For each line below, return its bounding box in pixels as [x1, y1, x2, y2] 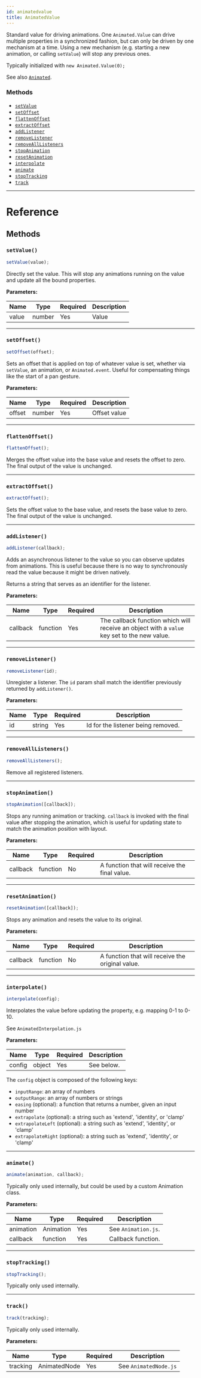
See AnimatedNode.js [118, 1362, 177, 1370]
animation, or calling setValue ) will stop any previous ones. [6, 50, 151, 57]
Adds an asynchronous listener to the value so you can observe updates [6, 556, 185, 563]
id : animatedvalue [6, 8, 52, 15]
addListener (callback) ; [6, 545, 66, 551]
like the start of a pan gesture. [6, 372, 81, 380]
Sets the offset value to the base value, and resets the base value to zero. [6, 506, 188, 514]
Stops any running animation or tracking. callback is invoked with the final [6, 812, 189, 819]
